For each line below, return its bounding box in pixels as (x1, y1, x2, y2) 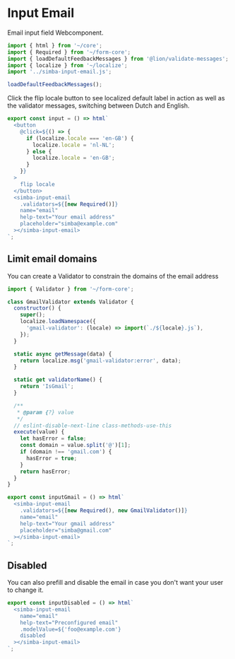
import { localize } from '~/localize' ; (7, 62, 128, 69)
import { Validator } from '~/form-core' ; (7, 285, 134, 293)
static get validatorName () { (13, 376, 102, 383)
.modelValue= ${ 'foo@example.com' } (20, 626, 121, 633)
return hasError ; (20, 468, 71, 475)
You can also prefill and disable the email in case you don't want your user (7, 578, 224, 587)
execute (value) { (13, 428, 65, 436)
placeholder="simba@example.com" (20, 221, 119, 228)
